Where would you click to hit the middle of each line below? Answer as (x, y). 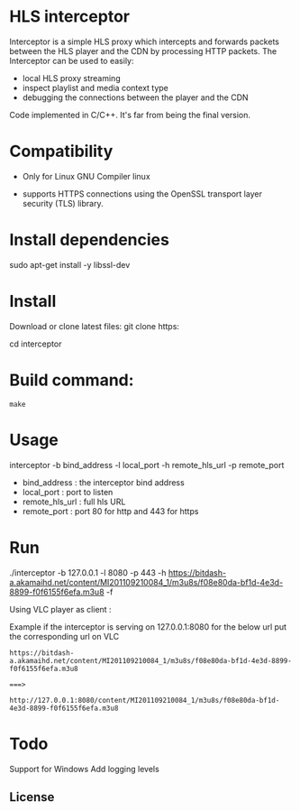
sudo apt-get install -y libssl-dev (70, 264)
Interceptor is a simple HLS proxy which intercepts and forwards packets (144, 41)
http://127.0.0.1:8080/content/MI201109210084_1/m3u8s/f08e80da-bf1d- (145, 700)
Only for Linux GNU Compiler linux (86, 176)
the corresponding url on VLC (64, 636)
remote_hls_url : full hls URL (74, 502)
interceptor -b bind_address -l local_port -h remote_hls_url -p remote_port (147, 465)
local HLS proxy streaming (71, 78)
